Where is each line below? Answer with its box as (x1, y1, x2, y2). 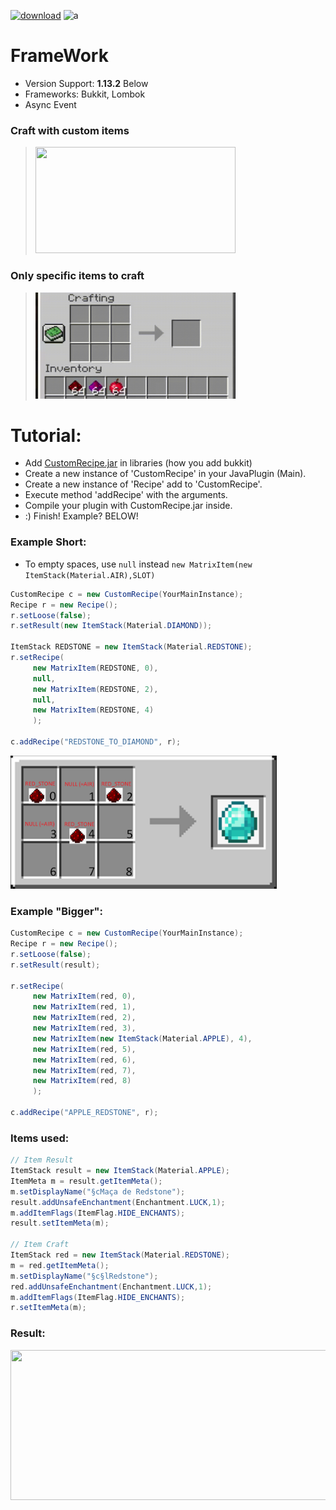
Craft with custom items (10, 123, 130, 137)
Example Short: (10, 535, 87, 549)
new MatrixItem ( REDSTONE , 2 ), (32, 684, 159, 694)
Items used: (10, 1131, 70, 1145)
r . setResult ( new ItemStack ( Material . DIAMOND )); (10, 621, 213, 631)
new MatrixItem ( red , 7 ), (32, 1065, 137, 1075)
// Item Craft (10, 1240, 70, 1250)
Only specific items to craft (10, 269, 145, 283)
